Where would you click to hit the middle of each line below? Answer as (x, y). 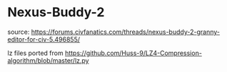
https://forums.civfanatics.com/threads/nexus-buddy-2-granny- (125, 32)
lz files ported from (35, 53)
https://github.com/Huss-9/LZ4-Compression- (133, 53)
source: (19, 32)
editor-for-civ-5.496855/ (44, 39)
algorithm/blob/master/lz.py (48, 60)
